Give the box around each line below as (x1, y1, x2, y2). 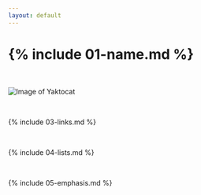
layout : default (8, 11, 61, 20)
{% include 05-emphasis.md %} (8, 178, 113, 187)
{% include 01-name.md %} (8, 45, 195, 63)
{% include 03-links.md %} (8, 117, 97, 127)
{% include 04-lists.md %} (8, 147, 95, 157)
